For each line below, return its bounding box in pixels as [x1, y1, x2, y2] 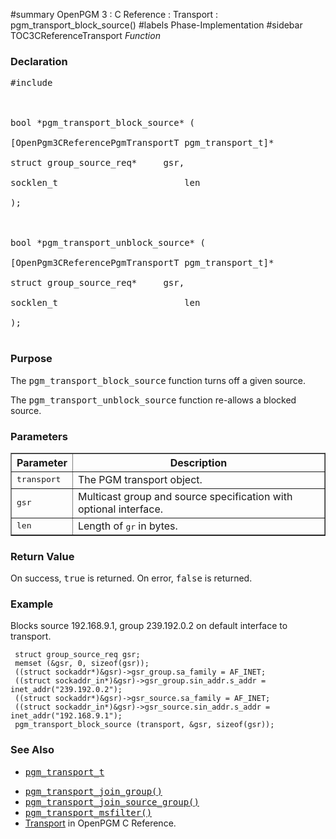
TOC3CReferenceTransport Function [10, 30, 161, 41]
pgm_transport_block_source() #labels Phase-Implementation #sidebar [10, 19, 303, 31]
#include [10, 77, 53, 89]
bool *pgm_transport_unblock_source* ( [10, 237, 206, 249]
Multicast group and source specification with [77, 489, 293, 503]
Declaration [10, 54, 68, 68]
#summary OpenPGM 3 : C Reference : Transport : [10, 9, 219, 20]
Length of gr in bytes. [77, 519, 178, 533]
